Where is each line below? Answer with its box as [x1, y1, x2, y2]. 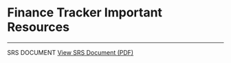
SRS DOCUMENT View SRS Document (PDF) [7, 48, 134, 56]
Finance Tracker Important [7, 5, 163, 21]
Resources [7, 19, 70, 35]
